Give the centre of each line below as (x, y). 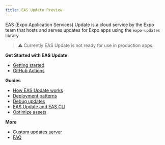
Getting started (29, 65)
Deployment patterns (35, 95)
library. (13, 35)
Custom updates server (37, 132)
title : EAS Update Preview (34, 10)
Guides (13, 80)
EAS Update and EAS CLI (39, 106)
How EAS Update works (38, 90)
